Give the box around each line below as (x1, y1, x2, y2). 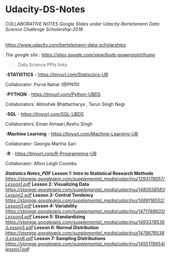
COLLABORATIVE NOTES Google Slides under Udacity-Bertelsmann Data (5, 20, 159, 27)
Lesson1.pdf (5, 181, 31, 187)
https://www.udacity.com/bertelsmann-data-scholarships (5, 42, 126, 48)
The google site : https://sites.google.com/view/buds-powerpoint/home (5, 52, 155, 58)
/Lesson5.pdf (5, 224, 33, 230)
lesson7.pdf (5, 246, 30, 252)
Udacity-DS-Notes (5, 4, 85, 15)
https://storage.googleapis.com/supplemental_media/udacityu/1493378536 (5, 219, 165, 225)
